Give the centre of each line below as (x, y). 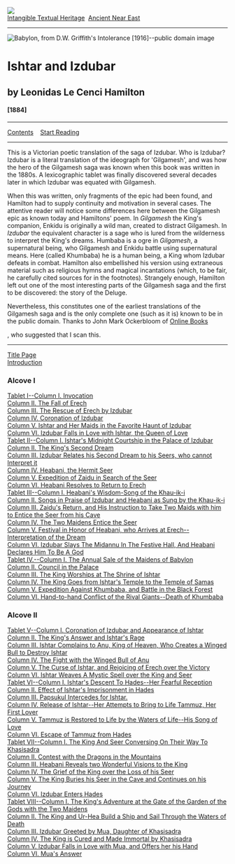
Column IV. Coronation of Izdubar (55, 418)
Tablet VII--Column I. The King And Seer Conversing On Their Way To (108, 742)
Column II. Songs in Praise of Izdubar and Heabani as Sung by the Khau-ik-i (116, 500)
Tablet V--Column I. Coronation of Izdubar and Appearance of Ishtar (106, 630)
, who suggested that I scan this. (54, 335)
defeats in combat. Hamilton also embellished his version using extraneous (115, 262)
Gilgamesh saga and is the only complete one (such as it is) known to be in (115, 313)
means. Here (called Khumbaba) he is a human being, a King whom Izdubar (116, 255)
